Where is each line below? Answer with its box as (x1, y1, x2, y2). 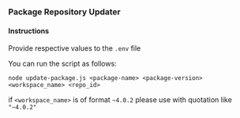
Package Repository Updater (8, 6, 121, 17)
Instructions (8, 26, 50, 36)
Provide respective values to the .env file (8, 44, 141, 53)
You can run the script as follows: (8, 59, 117, 69)
